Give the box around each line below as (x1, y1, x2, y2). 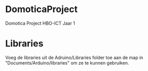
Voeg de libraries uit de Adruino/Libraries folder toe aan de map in (5, 54, 143, 60)
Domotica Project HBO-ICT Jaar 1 (5, 20, 75, 26)
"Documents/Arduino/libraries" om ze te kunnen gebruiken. (5, 59, 129, 66)
